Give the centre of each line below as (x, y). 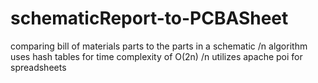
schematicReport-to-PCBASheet (149, 18)
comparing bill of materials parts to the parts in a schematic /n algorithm (159, 46)
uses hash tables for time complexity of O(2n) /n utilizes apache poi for (156, 56)
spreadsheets (38, 67)
